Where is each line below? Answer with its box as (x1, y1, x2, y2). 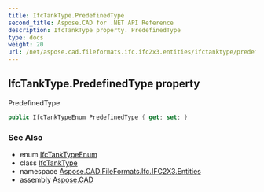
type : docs (8, 33, 44, 42)
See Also (8, 131, 43, 142)
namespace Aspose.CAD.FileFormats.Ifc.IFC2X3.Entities (19, 166, 202, 175)
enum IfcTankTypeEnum (19, 150, 98, 159)
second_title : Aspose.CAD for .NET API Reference (8, 19, 174, 27)
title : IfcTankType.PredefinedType (8, 11, 125, 20)
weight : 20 (8, 41, 44, 49)
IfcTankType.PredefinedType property (8, 77, 200, 90)
